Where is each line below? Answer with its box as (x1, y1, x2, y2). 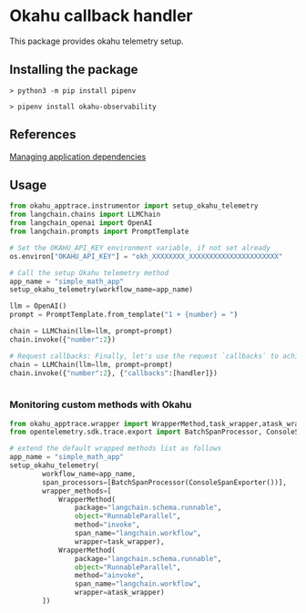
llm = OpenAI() (9, 301, 67, 311)
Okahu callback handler (9, 5, 193, 26)
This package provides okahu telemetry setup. (9, 36, 184, 46)
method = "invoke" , (74, 520, 141, 529)
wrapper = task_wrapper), (74, 536, 166, 547)
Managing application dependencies (9, 151, 147, 162)
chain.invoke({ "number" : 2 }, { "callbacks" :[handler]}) (9, 368, 219, 378)
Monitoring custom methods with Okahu (9, 398, 192, 411)
